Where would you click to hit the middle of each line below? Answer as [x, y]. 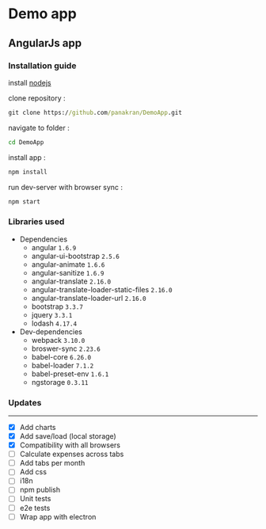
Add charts [38, 427]
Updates [25, 402]
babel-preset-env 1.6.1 [70, 374]
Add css [33, 472]
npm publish [40, 490]
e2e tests [35, 508]
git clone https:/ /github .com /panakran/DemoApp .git [95, 112]
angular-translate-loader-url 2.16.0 [89, 298]
